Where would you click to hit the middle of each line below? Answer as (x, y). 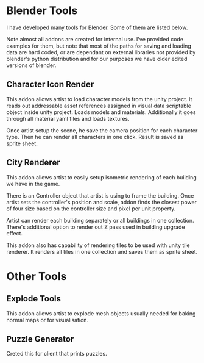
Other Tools (37, 276)
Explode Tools (34, 299)
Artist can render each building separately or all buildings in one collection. (100, 220)
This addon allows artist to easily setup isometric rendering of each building (101, 177)
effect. (15, 233)
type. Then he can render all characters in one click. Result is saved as (95, 137)
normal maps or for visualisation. (47, 320)
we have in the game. (33, 184)
